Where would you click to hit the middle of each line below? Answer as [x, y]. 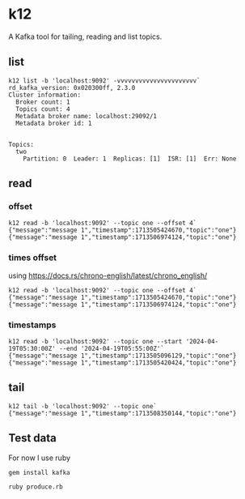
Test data [32, 438]
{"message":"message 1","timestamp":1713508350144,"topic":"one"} [122, 413]
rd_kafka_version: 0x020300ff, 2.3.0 [72, 87]
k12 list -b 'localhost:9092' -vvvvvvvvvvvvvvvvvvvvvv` [104, 81]
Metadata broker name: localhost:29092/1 [87, 116]
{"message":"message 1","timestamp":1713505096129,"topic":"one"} [122, 356]
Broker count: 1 [43, 102]
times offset [33, 258]
